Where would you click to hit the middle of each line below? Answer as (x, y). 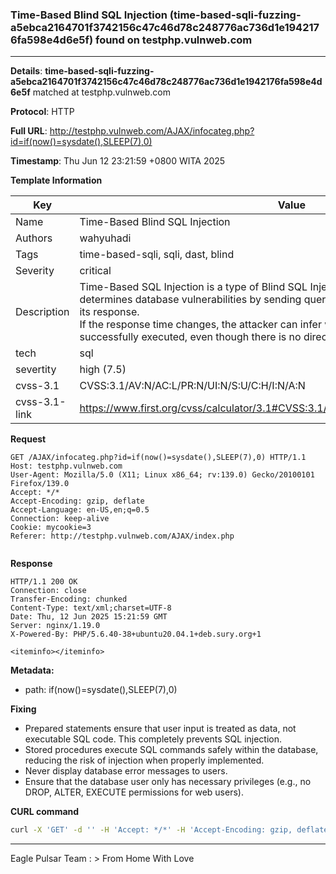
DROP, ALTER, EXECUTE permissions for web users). (134, 792)
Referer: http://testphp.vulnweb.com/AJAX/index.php (122, 536)
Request (28, 439)
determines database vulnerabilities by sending (190, 300)
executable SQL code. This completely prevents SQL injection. (153, 739)
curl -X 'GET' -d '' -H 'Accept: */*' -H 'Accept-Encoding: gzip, (151, 830)
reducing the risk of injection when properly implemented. (144, 760)
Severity (35, 271)
